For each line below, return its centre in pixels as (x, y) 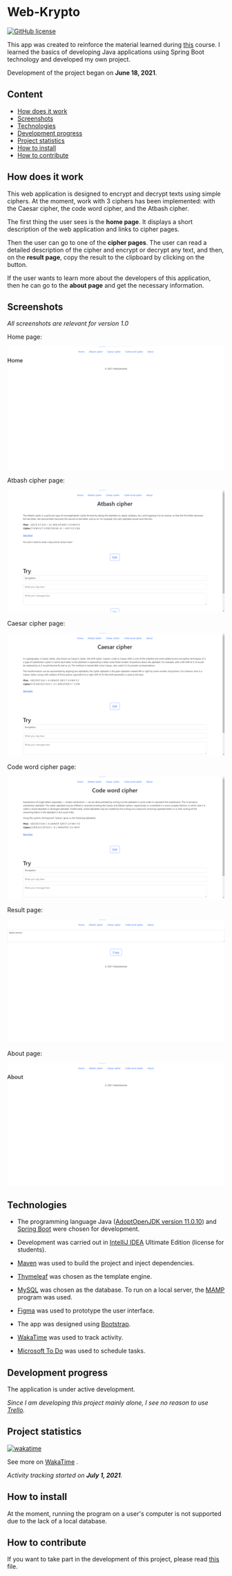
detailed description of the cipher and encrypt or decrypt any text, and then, (116, 250)
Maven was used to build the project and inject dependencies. (106, 1263)
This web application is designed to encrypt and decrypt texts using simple (114, 194)
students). (32, 1250)
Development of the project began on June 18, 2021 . (82, 73)
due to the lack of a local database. (57, 1521)
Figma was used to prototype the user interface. (86, 1310)
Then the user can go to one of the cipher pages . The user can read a (107, 242)
